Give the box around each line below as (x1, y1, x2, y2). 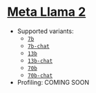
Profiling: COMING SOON (17, 78, 90, 86)
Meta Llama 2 (7, 4, 86, 20)
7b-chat (27, 43, 50, 50)
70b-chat (27, 72, 53, 79)
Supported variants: (17, 27, 74, 35)
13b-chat (27, 57, 53, 64)
